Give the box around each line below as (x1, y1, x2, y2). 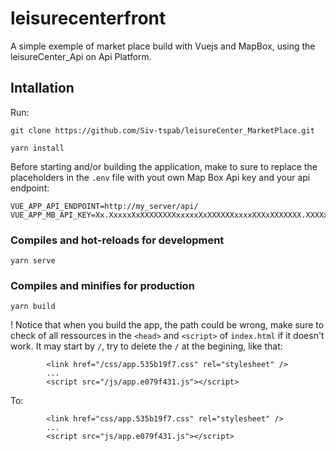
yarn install (10, 143, 65, 153)
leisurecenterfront (10, 7, 167, 30)
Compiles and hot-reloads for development (10, 233, 225, 247)
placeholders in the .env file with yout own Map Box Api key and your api (10, 171, 311, 183)
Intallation (10, 80, 75, 97)
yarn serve (10, 256, 56, 266)
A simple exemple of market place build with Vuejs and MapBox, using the (10, 40, 316, 52)
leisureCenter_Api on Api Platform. (10, 50, 152, 62)
